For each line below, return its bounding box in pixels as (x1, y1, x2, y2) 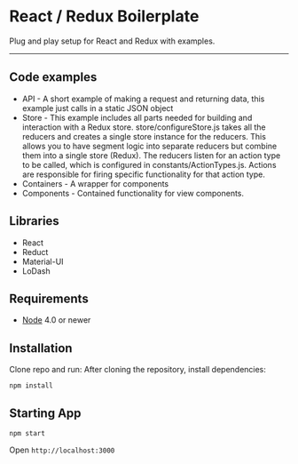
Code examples (9, 69, 98, 85)
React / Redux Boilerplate (9, 6, 200, 27)
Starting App (9, 405, 82, 420)
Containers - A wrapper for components (21, 178, 169, 188)
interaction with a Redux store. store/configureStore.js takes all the (21, 122, 266, 132)
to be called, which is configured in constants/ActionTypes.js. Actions (21, 159, 277, 170)
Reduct (21, 246, 49, 257)
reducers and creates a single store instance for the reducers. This (21, 131, 266, 141)
